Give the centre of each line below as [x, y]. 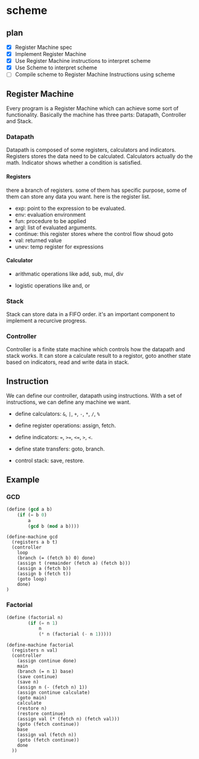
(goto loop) [32, 579]
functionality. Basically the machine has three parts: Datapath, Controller [96, 115]
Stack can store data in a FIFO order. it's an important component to [91, 314]
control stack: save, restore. [49, 461]
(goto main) [32, 698]
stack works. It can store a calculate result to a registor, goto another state [99, 356]
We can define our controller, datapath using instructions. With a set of [94, 396]
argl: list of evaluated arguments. [56, 227]
